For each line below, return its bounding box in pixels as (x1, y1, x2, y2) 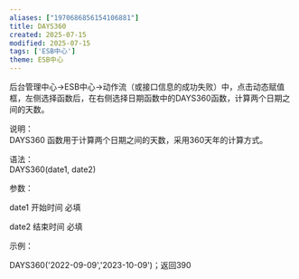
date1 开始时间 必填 (9, 202, 81, 213)
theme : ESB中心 (9, 55, 64, 64)
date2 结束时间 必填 (9, 221, 83, 232)
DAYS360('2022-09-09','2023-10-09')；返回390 (9, 260, 192, 270)
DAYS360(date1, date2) (9, 164, 97, 175)
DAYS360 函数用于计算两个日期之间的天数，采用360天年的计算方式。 (9, 135, 268, 145)
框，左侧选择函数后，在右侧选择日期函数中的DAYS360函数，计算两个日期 (9, 92, 283, 103)
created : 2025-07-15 (9, 30, 88, 39)
